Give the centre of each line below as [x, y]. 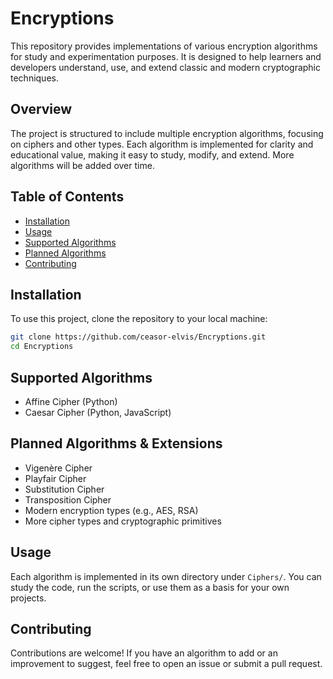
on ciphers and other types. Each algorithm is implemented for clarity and [162, 144]
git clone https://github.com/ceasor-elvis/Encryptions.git [138, 337]
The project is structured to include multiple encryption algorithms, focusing [167, 133]
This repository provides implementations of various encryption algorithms [164, 46]
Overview [41, 109]
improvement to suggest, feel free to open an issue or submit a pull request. [166, 664]
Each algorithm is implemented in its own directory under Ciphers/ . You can [166, 576]
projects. [28, 598]
